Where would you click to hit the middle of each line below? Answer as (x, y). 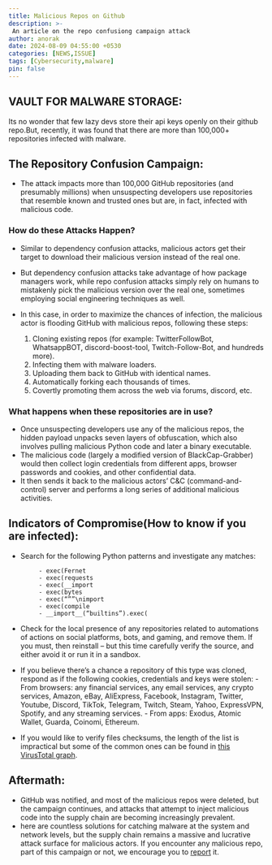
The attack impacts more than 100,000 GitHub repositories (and (127, 184)
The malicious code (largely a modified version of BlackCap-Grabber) (137, 455)
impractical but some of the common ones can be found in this (125, 746)
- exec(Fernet (63, 571)
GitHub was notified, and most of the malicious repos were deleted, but (139, 800)
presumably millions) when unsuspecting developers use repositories (136, 192)
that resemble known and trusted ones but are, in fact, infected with (134, 201)
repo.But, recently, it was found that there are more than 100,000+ (119, 130)
